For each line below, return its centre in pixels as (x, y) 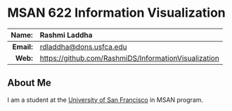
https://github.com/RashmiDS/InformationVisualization (129, 58)
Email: (22, 47)
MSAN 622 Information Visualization (117, 13)
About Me (29, 83)
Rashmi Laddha (66, 35)
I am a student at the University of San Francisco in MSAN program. (105, 100)
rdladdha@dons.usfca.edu (83, 47)
